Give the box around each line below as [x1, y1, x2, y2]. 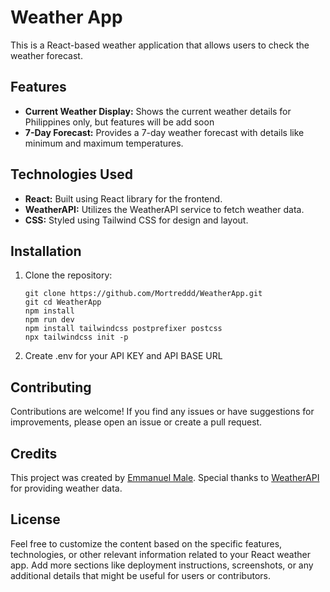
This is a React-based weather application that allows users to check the [10, 39, 310, 51]
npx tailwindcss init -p [24, 332, 129, 343]
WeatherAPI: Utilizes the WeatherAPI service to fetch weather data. [24, 203, 305, 215]
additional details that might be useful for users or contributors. [10, 569, 271, 581]
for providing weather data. [10, 482, 123, 494]
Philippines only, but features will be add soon [24, 116, 215, 128]
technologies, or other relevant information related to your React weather [10, 548, 311, 560]
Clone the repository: [24, 269, 113, 281]
